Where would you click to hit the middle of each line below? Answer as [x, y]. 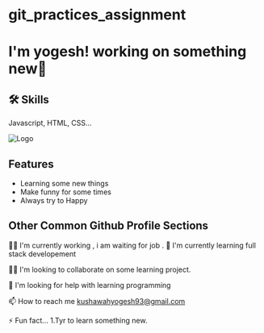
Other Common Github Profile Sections [108, 226]
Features [31, 164]
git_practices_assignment [97, 15]
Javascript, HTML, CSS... [50, 123]
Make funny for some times [65, 192]
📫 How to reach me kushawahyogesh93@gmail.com [97, 301]
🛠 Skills [29, 100]
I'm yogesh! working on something [128, 52]
